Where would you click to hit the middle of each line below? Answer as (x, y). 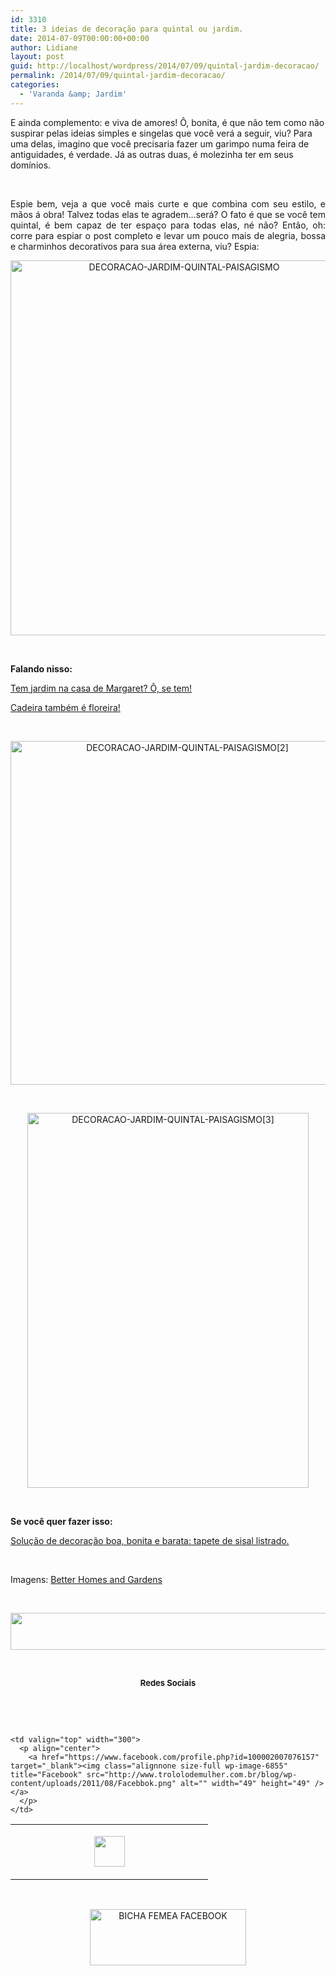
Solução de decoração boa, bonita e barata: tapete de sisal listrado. (150, 1540)
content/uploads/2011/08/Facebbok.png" (93, 1783)
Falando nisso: (41, 668)
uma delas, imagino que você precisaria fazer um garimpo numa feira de (160, 143)
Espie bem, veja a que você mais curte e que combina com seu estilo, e (168, 203)
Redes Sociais (168, 1682)
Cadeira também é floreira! (65, 707)
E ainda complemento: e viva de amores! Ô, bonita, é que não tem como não (167, 122)
